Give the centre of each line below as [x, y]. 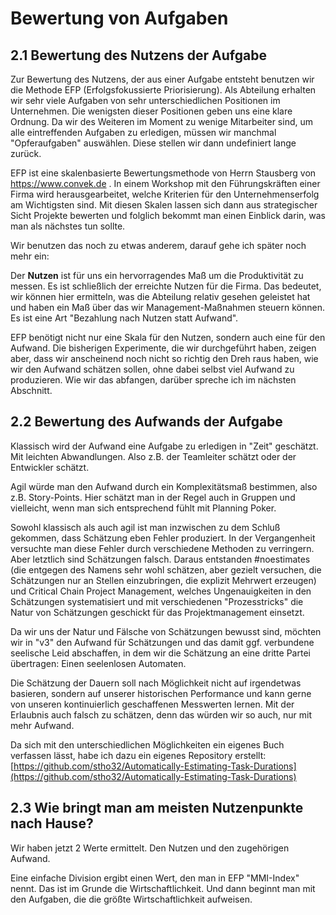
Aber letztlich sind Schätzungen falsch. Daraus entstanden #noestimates [160, 559]
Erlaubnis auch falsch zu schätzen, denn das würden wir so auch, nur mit [161, 714]
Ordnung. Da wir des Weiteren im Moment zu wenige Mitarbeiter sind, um [161, 121]
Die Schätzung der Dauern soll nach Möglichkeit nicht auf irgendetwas [156, 683]
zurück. [26, 153]
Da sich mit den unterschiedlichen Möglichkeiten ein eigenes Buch [147, 744]
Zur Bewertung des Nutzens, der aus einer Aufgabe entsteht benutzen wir [162, 79]
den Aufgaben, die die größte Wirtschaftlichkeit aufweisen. [131, 899]
